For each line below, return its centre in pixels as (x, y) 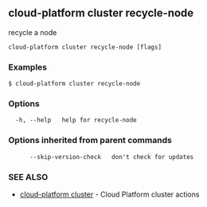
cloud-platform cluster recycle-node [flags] (85, 47)
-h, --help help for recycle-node (76, 120)
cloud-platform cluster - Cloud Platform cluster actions (109, 194)
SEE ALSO (28, 177)
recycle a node (33, 32)
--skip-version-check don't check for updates (111, 157)
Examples (28, 67)
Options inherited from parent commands (90, 141)
